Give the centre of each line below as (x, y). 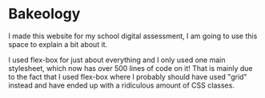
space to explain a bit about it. (58, 44)
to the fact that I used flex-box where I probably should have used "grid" (128, 76)
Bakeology (44, 14)
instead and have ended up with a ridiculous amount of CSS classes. (121, 85)
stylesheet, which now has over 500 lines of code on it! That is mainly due (131, 68)
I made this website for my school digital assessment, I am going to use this (133, 36)
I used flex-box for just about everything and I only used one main (117, 60)
